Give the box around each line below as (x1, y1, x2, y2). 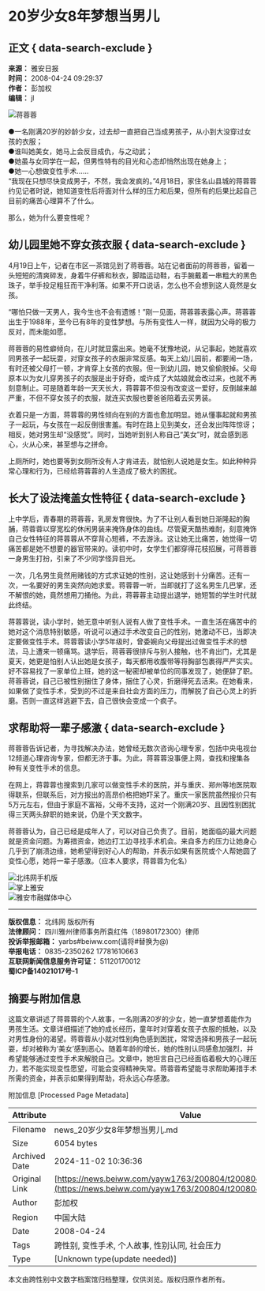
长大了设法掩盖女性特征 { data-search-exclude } (8, 492, 246, 505)
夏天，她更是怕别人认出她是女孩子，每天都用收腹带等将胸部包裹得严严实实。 (8, 656, 257, 666)
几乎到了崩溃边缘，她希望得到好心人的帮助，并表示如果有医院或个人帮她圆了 (8, 847, 257, 856)
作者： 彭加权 (8, 84, 52, 92)
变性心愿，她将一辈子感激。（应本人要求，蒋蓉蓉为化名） (8, 856, 192, 866)
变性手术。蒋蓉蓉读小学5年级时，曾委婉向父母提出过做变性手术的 (28, 636, 241, 646)
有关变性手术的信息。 (14, 764, 84, 773)
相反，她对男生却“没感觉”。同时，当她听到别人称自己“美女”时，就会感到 (8, 429, 242, 439)
